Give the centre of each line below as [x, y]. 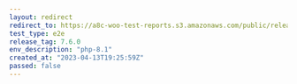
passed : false [35, 66]
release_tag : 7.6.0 [45, 42]
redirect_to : [33, 25]
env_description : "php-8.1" [61, 50]
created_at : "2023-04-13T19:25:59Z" [76, 58]
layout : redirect [41, 17]
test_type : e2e [37, 33]
